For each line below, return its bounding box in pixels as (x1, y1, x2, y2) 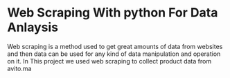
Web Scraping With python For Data (7, 5, 218, 21)
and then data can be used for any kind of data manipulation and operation (7, 50, 221, 58)
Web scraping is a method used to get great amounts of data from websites (7, 42, 223, 50)
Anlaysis (7, 19, 59, 35)
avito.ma (7, 64, 32, 72)
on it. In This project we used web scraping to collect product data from (7, 57, 212, 65)
